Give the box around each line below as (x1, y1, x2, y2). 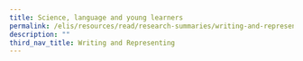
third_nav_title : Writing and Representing (9, 38, 176, 48)
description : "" (9, 30, 70, 39)
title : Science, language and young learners (9, 13, 183, 22)
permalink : (9, 22, 50, 30)
